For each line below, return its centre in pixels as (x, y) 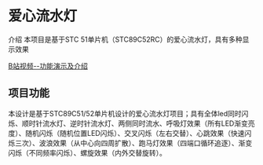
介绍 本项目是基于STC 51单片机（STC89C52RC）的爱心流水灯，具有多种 (126, 39)
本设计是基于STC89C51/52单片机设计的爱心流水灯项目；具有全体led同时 (125, 113)
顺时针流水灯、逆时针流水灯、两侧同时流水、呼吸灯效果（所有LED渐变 (135, 123)
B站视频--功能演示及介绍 (48, 66)
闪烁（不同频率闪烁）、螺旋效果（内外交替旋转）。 (87, 152)
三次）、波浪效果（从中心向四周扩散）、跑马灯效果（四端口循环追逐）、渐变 (133, 143)
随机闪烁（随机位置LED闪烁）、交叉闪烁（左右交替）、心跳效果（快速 (135, 133)
